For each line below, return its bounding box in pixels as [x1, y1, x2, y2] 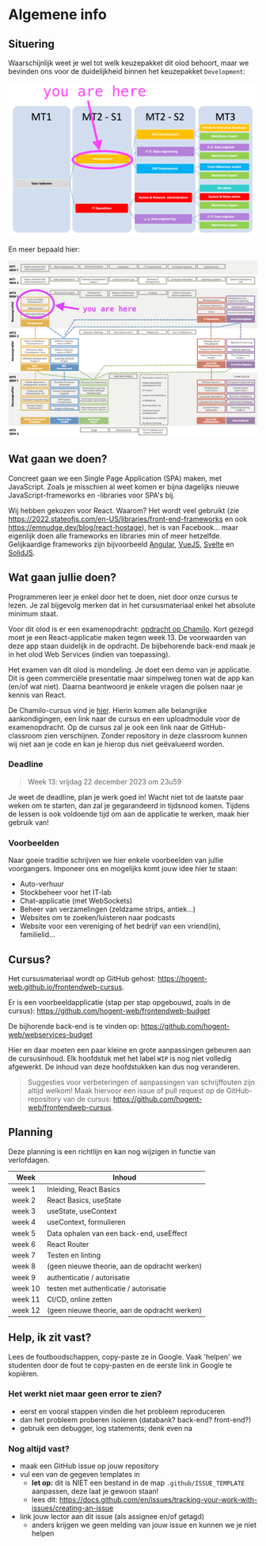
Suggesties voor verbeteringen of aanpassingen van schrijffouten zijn [27, 1077, 256, 1087]
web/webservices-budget [8, 1030, 93, 1039]
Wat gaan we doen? [8, 452, 108, 466]
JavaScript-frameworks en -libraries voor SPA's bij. [8, 490, 176, 500]
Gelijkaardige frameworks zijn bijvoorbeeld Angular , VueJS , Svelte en [8, 539, 235, 549]
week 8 [11, 1261, 36, 1271]
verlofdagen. [8, 1155, 50, 1164]
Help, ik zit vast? [8, 1331, 92, 1345]
